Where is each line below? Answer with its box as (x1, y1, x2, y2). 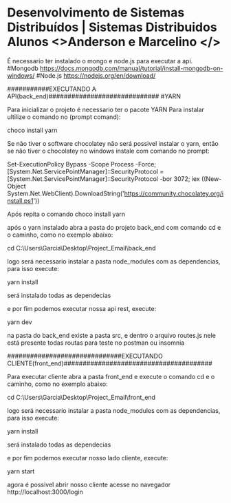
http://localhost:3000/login (7, 487, 84, 496)
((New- (201, 174, 222, 183)
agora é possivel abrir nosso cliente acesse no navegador (7, 480, 171, 489)
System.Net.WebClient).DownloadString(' (7, 189, 125, 197)
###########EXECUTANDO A (7, 85, 97, 93)
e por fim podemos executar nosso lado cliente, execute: (7, 453, 168, 462)
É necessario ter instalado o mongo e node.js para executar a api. (7, 56, 193, 65)
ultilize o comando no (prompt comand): (7, 112, 121, 121)
